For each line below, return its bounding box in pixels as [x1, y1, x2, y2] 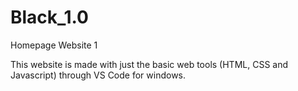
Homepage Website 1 [10, 39, 98, 51]
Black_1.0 [10, 6, 89, 29]
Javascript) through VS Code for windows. [10, 69, 187, 81]
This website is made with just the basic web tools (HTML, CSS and [10, 58, 289, 70]
